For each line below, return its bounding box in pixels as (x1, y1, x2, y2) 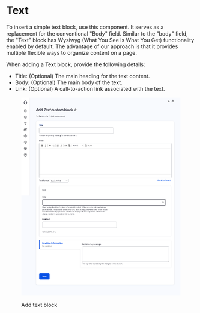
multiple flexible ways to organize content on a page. (6, 49, 137, 56)
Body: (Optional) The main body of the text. (14, 79, 123, 86)
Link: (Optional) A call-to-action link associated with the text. (14, 85, 165, 92)
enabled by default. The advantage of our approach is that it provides (6, 43, 178, 50)
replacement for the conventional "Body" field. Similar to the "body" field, (6, 29, 188, 37)
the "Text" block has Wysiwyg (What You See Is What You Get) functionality (6, 36, 195, 43)
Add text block (21, 301, 58, 308)
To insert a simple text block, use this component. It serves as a (6, 23, 164, 31)
